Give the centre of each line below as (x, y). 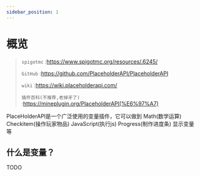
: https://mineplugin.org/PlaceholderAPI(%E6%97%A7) (90, 103)
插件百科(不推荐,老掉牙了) (51, 97)
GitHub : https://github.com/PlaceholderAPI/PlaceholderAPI (95, 73)
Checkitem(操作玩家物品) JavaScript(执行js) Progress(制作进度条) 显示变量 (100, 123)
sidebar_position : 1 (33, 12)
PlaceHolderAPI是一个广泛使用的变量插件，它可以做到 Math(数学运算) (94, 116)
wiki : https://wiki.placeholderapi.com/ (69, 85)
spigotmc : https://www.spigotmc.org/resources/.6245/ (89, 61)
